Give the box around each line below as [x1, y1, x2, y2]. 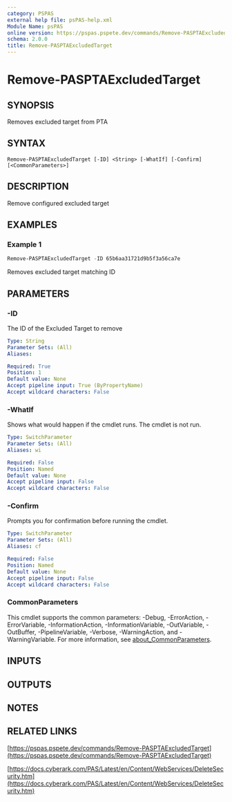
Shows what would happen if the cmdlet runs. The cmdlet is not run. [7, 420, 202, 429]
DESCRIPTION [7, 181, 69, 193]
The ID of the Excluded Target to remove [7, 324, 123, 332]
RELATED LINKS [7, 725, 77, 737]
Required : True [7, 363, 51, 370]
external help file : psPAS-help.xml [7, 17, 113, 23]
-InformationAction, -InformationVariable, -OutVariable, [48, 620, 205, 629]
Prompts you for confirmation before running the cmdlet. [7, 517, 168, 525]
